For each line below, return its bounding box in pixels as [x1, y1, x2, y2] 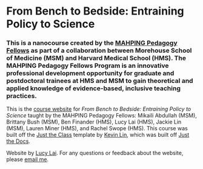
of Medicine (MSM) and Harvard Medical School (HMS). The [6, 54, 187, 62]
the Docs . [6, 138, 30, 145]
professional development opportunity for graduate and [6, 69, 175, 78]
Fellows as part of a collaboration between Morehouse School [6, 47, 192, 55]
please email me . [6, 156, 49, 163]
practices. [6, 92, 38, 101]
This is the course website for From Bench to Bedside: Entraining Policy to [6, 105, 191, 113]
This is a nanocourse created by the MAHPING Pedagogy [6, 39, 178, 47]
